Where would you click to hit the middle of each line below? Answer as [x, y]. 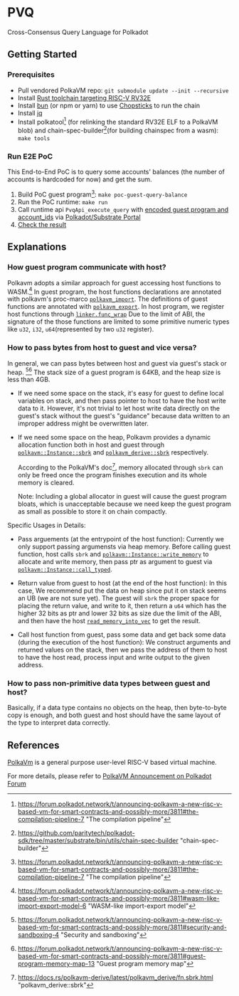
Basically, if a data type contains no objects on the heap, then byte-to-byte [117, 708]
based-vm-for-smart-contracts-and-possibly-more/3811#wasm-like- [118, 898]
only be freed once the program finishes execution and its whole [112, 475]
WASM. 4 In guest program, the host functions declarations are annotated [115, 291]
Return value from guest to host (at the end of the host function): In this [122, 583]
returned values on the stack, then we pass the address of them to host [122, 650]
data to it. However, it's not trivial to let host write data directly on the [119, 408]
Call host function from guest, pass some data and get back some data [122, 635]
